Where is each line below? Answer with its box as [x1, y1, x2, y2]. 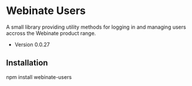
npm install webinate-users [6, 73, 72, 80]
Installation [6, 58, 48, 68]
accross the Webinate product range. [6, 29, 96, 36]
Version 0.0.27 [14, 41, 50, 48]
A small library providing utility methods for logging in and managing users [6, 23, 186, 30]
